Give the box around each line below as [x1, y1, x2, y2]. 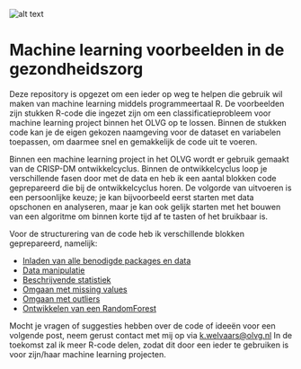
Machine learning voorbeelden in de [9, 40, 285, 60]
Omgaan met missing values [22, 284, 128, 294]
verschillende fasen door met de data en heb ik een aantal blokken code [9, 172, 277, 183]
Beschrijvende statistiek [22, 274, 111, 285]
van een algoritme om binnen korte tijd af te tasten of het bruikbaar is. [9, 211, 268, 222]
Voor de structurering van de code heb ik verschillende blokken [9, 228, 245, 239]
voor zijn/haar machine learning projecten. [9, 348, 166, 359]
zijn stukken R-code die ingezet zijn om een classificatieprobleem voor [9, 108, 271, 119]
